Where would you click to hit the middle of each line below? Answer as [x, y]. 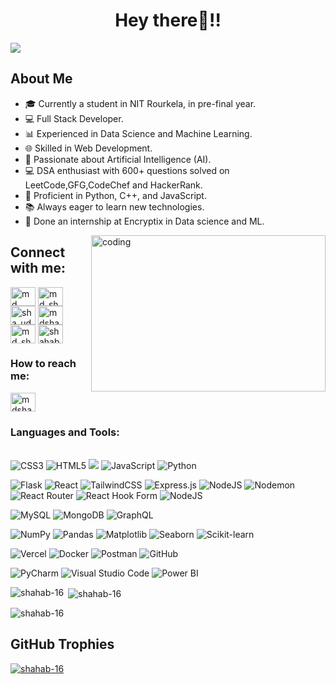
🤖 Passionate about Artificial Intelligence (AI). [118, 159]
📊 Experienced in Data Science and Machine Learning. [138, 133]
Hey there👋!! [168, 20]
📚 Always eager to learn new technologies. [114, 206]
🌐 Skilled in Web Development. [88, 148]
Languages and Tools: [65, 432]
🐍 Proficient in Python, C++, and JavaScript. [115, 195]
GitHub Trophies [62, 644]
